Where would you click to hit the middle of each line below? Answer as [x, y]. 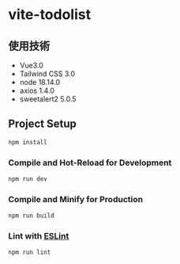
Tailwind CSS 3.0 [47, 74]
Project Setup [43, 124]
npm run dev [28, 179]
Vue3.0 [31, 65]
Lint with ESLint [39, 235]
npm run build [32, 216]
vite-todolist [50, 15]
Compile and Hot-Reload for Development [90, 163]
